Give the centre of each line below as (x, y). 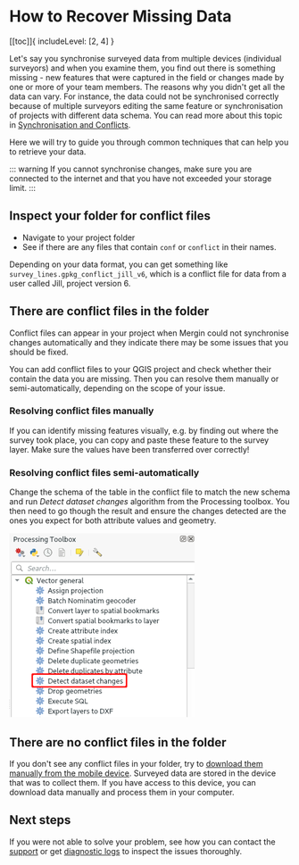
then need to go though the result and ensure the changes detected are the (148, 512)
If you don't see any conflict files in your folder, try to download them (136, 763)
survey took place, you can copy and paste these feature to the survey (139, 440)
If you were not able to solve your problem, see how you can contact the (142, 842)
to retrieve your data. (48, 151)
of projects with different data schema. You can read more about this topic (146, 115)
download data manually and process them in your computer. (122, 792)
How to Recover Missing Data (120, 17)
